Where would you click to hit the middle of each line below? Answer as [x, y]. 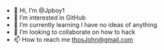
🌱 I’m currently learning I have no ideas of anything [85, 25]
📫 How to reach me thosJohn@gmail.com [73, 40]
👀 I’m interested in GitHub [50, 18]
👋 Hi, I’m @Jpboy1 [39, 10]
